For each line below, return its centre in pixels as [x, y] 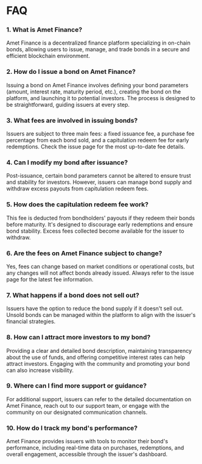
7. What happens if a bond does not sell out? [73, 295]
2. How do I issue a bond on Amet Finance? [71, 72]
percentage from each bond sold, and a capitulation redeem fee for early [98, 140]
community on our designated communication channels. [77, 412]
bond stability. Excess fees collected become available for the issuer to [95, 231]
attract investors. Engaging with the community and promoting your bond [98, 363]
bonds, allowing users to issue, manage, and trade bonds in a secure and [98, 49]
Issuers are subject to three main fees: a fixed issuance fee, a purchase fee [100, 134]
